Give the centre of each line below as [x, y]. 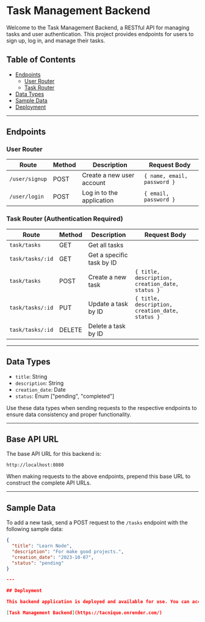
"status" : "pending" [38, 563]
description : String [39, 383]
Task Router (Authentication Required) [65, 219]
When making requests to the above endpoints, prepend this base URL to [99, 477]
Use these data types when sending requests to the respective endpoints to [102, 408]
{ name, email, [166, 176]
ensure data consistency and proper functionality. [69, 414]
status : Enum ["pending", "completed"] [65, 396]
